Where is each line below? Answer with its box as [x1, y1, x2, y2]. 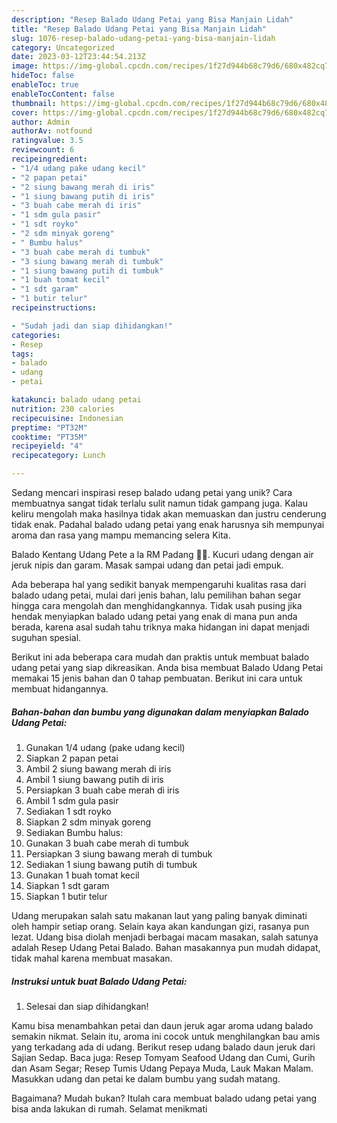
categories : [11, 330, 61, 340]
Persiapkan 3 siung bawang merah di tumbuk [25, 847, 213, 860]
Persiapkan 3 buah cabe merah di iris [25, 784, 180, 796]
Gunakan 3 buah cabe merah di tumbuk [25, 837, 189, 849]
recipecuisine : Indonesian [11, 413, 124, 423]
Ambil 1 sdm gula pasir [25, 794, 119, 806]
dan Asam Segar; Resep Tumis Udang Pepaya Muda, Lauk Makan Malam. [11, 1062, 314, 1074]
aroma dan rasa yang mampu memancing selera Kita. [11, 529, 231, 541]
